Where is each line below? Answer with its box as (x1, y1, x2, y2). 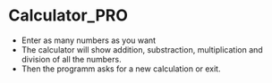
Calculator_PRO (8, 5, 129, 26)
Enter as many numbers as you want (21, 35, 157, 46)
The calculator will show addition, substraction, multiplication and (21, 44, 263, 54)
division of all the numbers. (21, 54, 122, 64)
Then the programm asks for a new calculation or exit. (21, 63, 221, 74)
